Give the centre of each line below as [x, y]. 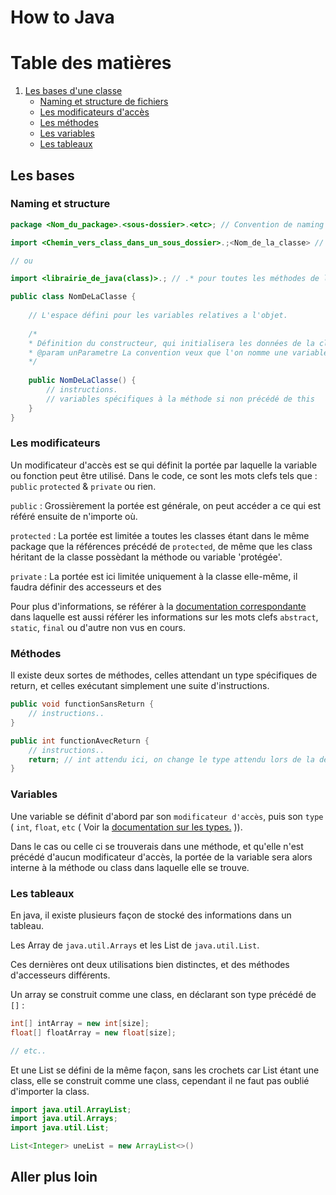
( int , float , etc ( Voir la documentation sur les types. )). [126, 827]
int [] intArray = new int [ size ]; [80, 1023]
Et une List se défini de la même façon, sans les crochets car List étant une [165, 1070]
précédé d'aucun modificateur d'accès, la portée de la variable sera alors [161, 857]
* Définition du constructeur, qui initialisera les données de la [171, 343]
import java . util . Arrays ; [64, 1119]
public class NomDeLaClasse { [73, 297]
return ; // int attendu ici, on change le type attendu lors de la [171, 759]
